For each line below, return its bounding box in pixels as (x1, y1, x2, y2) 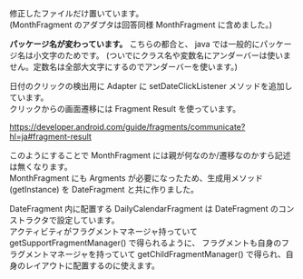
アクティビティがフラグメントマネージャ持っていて (9, 226, 198, 236)
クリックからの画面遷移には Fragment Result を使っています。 (9, 104, 241, 114)
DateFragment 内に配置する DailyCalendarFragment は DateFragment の (9, 204, 279, 214)
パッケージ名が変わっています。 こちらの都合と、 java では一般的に (9, 39, 260, 49)
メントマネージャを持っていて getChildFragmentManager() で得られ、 (24, 249, 286, 259)
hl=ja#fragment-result (9, 131, 93, 142)
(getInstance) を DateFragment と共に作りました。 (9, 184, 200, 194)
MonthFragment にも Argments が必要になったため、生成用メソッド (9, 173, 263, 184)
